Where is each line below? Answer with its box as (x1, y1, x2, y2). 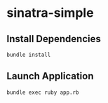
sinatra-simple (6, 5, 94, 21)
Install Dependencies (6, 33, 101, 45)
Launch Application (6, 70, 94, 82)
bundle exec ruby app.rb (6, 89, 79, 96)
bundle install (6, 51, 51, 58)
